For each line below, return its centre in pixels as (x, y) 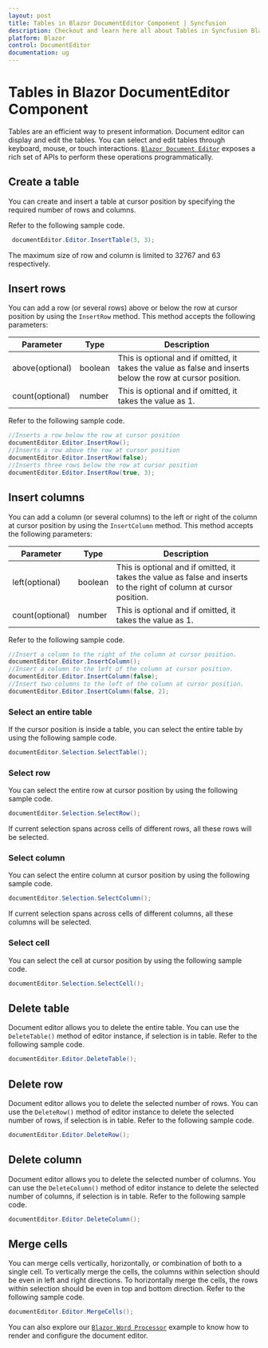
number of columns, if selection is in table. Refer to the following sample (127, 1196)
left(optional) (37, 582)
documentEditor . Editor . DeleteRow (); (69, 1135)
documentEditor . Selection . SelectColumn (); (80, 899)
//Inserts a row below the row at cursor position (94, 435)
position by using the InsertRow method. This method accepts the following (132, 316)
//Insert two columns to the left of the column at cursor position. (126, 684)
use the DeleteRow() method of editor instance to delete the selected (121, 1111)
